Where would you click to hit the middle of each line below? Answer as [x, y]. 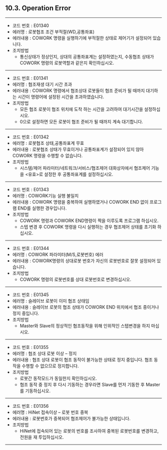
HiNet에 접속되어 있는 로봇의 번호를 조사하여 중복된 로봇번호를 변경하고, [89, 431]
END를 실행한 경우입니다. [42, 208]
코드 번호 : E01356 [30, 406]
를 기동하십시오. [35, 391]
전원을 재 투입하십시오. [42, 437]
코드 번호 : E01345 [31, 294]
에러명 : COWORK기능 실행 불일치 [45, 196]
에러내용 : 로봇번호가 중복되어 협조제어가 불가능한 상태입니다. [71, 418]
